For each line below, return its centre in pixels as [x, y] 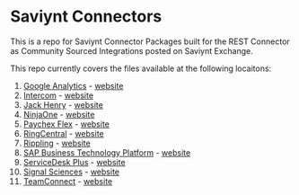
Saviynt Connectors [86, 17]
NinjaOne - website [59, 114]
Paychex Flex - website [66, 124]
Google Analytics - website [73, 85]
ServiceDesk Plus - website [74, 162]
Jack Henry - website [63, 104]
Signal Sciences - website [71, 172]
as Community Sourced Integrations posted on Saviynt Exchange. [132, 50]
